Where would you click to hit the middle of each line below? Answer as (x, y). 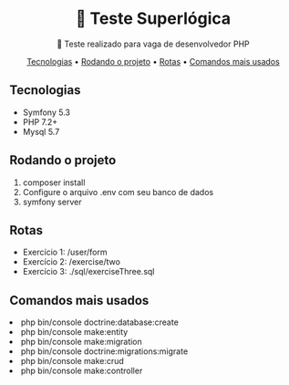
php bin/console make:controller (82, 371)
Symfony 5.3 (46, 112)
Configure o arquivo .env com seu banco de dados (118, 192)
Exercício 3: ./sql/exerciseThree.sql (88, 272)
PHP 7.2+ (40, 121)
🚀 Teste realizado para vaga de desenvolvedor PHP (153, 44)
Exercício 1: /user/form (65, 252)
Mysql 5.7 (41, 131)
